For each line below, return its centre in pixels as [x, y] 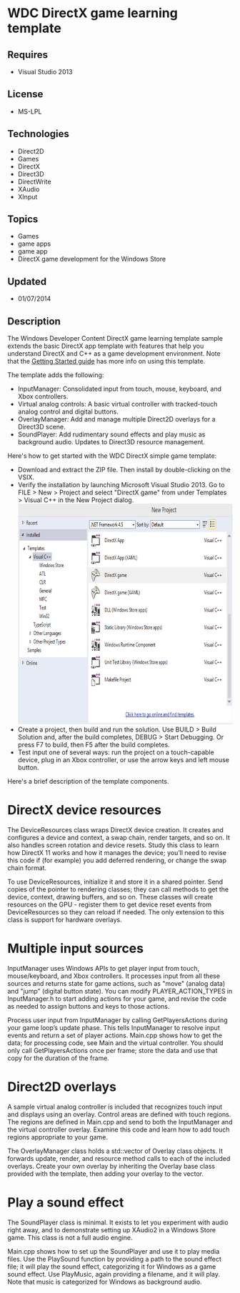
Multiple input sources [76, 949]
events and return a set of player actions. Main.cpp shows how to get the [115, 1035]
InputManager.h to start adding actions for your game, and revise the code [117, 999]
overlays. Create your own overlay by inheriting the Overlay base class [111, 1166]
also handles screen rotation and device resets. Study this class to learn [113, 845]
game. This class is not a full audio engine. [70, 1237]
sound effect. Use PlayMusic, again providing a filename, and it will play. [114, 1274]
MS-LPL [30, 111]
